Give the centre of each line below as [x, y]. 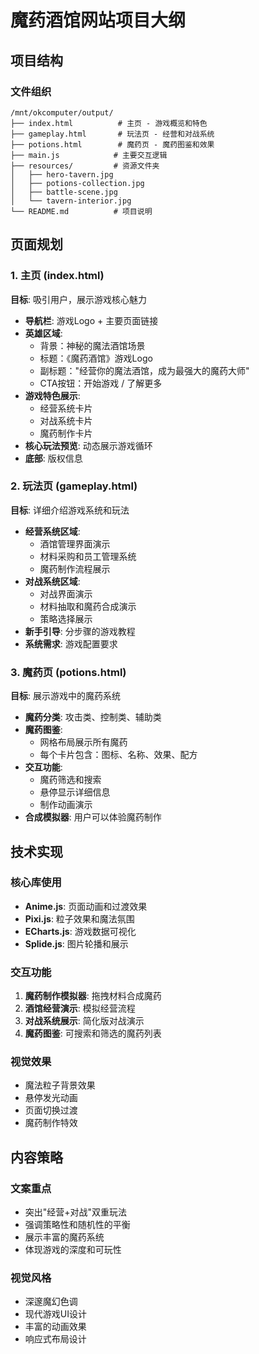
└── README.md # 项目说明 [81, 211]
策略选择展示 [66, 618]
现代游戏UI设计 [55, 1314]
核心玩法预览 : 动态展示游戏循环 [88, 445]
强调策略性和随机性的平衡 [77, 1225]
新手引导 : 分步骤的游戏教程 [80, 631]
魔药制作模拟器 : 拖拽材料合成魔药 [93, 996]
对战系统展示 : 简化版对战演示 [84, 1021]
